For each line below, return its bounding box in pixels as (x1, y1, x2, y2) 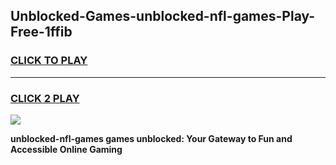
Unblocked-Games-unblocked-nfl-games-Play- (10, 8, 316, 25)
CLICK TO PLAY (10, 54, 88, 68)
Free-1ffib (10, 24, 73, 41)
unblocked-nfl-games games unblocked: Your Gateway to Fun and (10, 132, 293, 144)
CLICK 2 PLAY (10, 91, 80, 105)
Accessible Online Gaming (10, 143, 123, 155)
